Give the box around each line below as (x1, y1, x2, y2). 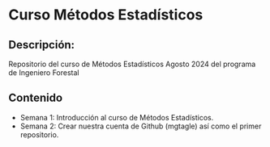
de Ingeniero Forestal (8, 68, 79, 78)
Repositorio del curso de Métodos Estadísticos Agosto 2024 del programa (8, 59, 256, 69)
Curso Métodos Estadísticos (8, 6, 204, 24)
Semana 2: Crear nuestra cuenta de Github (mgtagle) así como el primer (19, 121, 262, 131)
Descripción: (8, 38, 75, 52)
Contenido (8, 91, 63, 105)
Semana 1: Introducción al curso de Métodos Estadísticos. (19, 112, 214, 122)
